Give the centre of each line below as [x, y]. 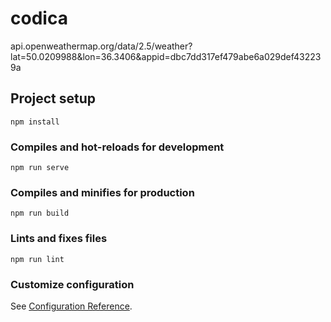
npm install [35, 122]
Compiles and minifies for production [102, 192]
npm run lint [37, 259]
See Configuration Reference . [71, 306]
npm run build [40, 213]
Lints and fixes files [59, 239]
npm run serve [40, 168]
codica [39, 18]
